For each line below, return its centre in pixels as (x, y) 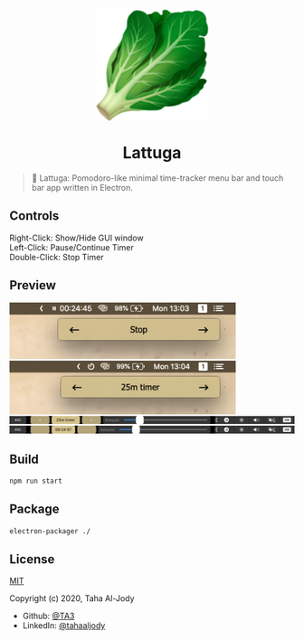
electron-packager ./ (50, 531)
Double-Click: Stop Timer (57, 257)
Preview (33, 285)
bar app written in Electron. (82, 187)
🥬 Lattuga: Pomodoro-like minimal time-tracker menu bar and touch (157, 178)
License (32, 559)
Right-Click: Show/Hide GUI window (76, 238)
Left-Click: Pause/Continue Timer (71, 247)
